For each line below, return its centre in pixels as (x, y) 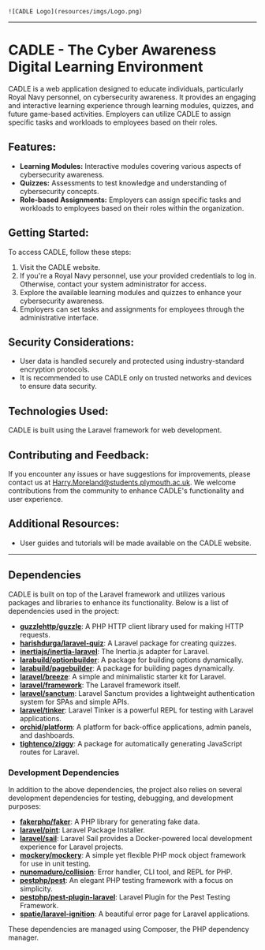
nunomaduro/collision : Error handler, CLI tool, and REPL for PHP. (126, 872)
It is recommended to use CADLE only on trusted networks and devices (136, 378)
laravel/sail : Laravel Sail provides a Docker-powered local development (136, 838)
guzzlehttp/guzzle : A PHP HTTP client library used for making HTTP (132, 626)
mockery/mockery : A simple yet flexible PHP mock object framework (132, 855)
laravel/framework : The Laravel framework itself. (100, 685)
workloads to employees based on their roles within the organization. (132, 208)
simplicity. (36, 888)
